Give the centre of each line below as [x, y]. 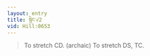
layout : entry [27, 13]
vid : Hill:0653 [29, 26]
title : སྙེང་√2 [25, 20]
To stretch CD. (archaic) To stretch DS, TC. [84, 46]
